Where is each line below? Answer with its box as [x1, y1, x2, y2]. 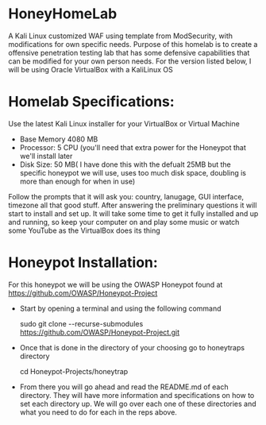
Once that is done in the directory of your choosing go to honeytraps [19, 342, 245, 352]
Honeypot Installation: [8, 253, 159, 272]
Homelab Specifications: [8, 93, 175, 111]
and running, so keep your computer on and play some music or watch [8, 217, 240, 226]
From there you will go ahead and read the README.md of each [19, 382, 229, 392]
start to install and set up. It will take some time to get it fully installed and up [8, 208, 259, 218]
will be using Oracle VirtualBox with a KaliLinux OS [8, 64, 173, 74]
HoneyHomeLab [8, 5, 118, 23]
